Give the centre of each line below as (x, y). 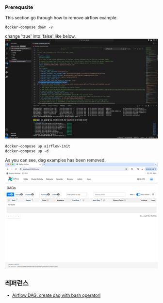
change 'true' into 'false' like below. (41, 36)
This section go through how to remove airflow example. (61, 18)
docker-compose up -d (27, 151)
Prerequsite (19, 7)
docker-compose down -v (29, 27)
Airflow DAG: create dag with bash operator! (56, 295)
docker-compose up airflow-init (38, 146)
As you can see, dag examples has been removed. (55, 160)
